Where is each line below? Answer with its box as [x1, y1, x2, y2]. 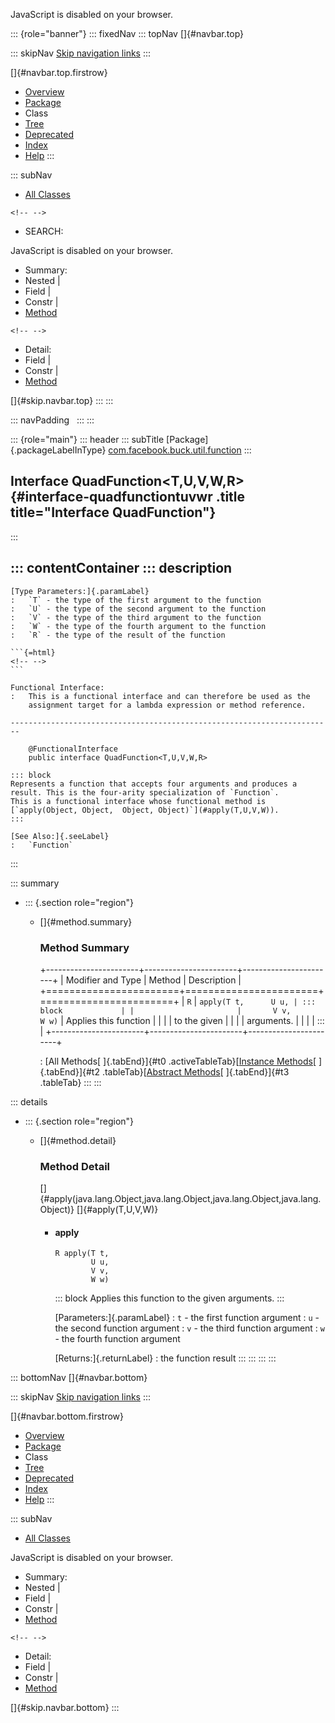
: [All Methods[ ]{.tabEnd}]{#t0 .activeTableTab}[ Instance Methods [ [39, 1055, 317, 1067]
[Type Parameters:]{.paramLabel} [10, 586, 150, 596]
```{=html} [10, 647, 56, 658]
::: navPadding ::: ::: [10, 414, 95, 426]
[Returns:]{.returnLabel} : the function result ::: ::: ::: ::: [54, 1352, 277, 1364]
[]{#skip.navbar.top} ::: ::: [10, 395, 114, 406]
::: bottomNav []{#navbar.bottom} [10, 1372, 148, 1384]
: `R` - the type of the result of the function [10, 630, 226, 640]
